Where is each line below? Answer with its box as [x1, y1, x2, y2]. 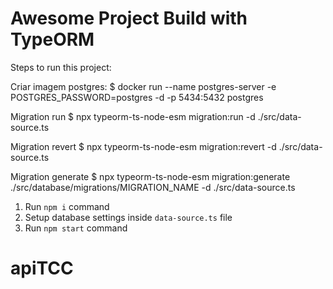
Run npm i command [24, 200, 110, 212]
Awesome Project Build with [10, 7, 248, 30]
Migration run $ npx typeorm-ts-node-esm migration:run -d [10, 110, 256, 122]
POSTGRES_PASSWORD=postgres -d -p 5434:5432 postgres [10, 91, 264, 103]
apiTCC [10, 257, 74, 280]
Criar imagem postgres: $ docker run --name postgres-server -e [10, 80, 277, 92]
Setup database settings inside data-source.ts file [24, 211, 233, 223]
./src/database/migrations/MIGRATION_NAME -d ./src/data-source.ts [10, 181, 296, 193]
